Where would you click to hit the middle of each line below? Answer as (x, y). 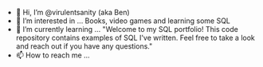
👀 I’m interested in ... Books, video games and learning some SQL (123, 21)
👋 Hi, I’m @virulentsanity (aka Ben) (73, 12)
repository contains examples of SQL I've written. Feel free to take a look (135, 37)
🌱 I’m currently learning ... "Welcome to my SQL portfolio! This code (127, 29)
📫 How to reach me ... (53, 55)
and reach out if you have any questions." (84, 46)
